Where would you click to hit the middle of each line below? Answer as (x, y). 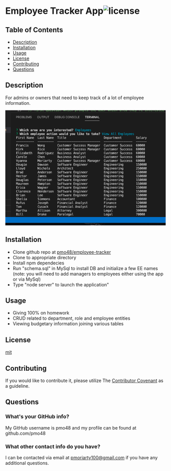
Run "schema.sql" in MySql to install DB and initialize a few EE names (85, 268)
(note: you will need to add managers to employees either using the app (88, 274)
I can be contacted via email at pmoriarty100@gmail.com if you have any (81, 457)
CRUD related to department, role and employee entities (72, 318)
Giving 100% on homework (41, 313)
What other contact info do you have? (53, 446)
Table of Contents (34, 30)
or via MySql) (27, 279)
